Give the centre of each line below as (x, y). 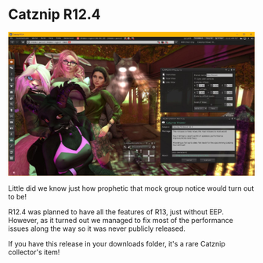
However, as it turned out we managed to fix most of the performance (121, 220)
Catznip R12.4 (54, 15)
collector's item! (34, 252)
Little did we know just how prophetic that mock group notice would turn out (131, 188)
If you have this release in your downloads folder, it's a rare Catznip (117, 243)
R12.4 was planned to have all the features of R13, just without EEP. (116, 212)
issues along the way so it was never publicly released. (97, 228)
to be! (18, 196)
